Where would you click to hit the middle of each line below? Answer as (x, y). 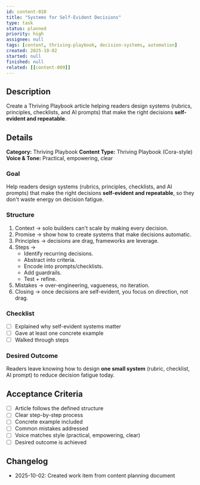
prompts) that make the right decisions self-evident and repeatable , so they (100, 193)
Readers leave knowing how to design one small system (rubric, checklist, (98, 369)
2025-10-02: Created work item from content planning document (95, 475)
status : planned (26, 28)
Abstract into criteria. (50, 260)
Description (28, 91)
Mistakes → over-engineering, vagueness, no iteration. (82, 285)
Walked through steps (42, 340)
